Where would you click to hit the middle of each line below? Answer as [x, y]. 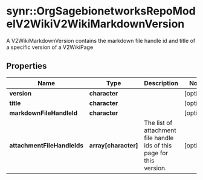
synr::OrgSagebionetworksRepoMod [101, 11]
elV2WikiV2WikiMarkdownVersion [95, 24]
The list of [158, 123]
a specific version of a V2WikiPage [50, 47]
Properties [27, 66]
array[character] [114, 145]
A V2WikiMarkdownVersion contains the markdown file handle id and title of [101, 40]
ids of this [158, 145]
